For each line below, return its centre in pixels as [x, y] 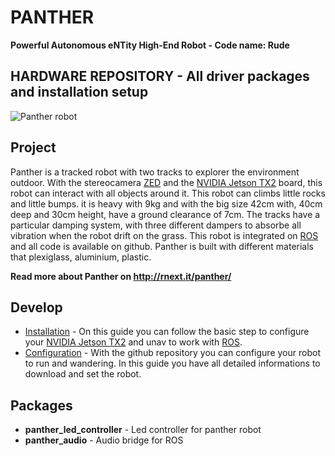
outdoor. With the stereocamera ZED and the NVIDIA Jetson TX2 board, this [166, 182]
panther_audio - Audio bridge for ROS [104, 440]
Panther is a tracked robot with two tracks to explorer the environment [155, 172]
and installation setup [79, 92]
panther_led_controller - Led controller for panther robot [143, 430]
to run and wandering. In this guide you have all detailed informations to [172, 363]
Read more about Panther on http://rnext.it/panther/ [121, 276]
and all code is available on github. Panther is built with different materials [162, 246]
